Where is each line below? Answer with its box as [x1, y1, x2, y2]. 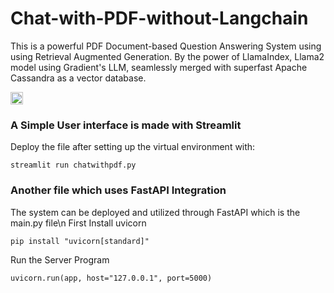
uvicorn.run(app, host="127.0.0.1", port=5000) [10, 273, 213, 283]
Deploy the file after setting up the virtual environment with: [10, 141, 256, 153]
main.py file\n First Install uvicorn [10, 217, 147, 229]
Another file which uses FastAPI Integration [10, 183, 227, 197]
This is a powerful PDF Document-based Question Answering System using [10, 40, 322, 52]
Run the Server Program [10, 253, 110, 266]
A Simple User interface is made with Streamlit [10, 118, 242, 132]
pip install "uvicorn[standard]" [10, 236, 150, 246]
